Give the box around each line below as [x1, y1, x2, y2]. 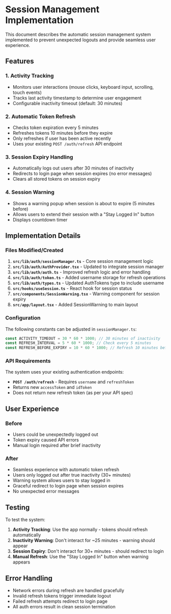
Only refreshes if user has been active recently [12, 135, 111, 141]
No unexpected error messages [12, 488, 80, 495]
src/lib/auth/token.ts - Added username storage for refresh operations [12, 275, 166, 281]
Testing [5, 503, 30, 511]
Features [5, 57, 34, 66]
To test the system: [5, 517, 46, 523]
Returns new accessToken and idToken [12, 384, 92, 390]
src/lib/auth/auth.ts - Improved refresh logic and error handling [12, 269, 151, 275]
